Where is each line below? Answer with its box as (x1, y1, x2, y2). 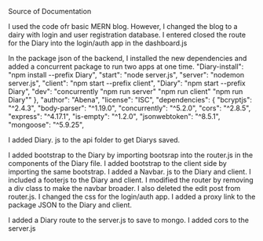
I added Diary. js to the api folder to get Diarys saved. (8, 135, 181, 144)
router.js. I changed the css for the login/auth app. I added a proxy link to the (8, 192, 256, 201)
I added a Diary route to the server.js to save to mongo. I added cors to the (8, 215, 250, 225)
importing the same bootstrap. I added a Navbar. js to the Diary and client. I (8, 167, 251, 176)
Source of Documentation (8, 7, 92, 16)
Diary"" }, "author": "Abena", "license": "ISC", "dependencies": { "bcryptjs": (8, 95, 253, 104)
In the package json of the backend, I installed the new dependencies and (8, 54, 247, 63)
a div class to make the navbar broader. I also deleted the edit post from (8, 184, 241, 192)
